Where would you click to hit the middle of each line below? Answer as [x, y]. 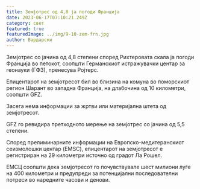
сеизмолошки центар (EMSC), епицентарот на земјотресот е [85, 149]
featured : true [25, 29]
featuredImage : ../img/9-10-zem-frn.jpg [58, 34]
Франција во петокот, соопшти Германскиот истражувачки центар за [96, 63]
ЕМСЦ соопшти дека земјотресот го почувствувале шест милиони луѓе [98, 167]
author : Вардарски [29, 40]
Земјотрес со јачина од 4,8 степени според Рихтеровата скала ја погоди [100, 57]
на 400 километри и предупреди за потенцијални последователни [92, 173]
